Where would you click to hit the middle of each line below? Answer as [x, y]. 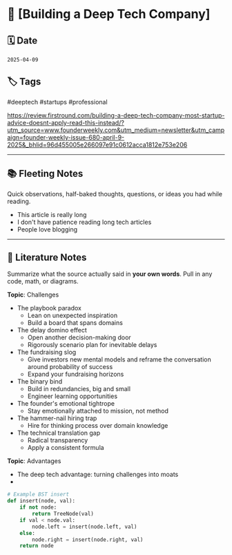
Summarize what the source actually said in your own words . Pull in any [110, 274]
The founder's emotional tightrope [66, 404]
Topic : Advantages [34, 461]
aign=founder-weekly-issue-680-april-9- [66, 137]
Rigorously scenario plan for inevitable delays [92, 345]
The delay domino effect [52, 330]
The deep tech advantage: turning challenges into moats [98, 474]
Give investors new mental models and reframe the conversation [119, 359]
